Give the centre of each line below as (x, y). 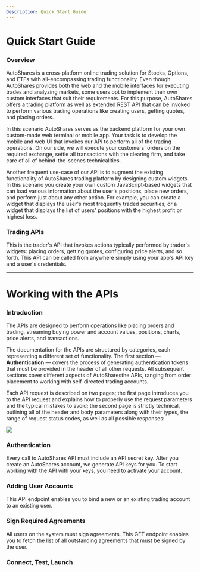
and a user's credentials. (36, 264)
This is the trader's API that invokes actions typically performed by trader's (98, 245)
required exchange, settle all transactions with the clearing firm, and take (96, 154)
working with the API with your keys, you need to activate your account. (94, 471)
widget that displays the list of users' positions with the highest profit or (94, 210)
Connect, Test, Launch (40, 562)
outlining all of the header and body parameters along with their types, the (97, 412)
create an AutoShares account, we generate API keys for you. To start (92, 465)
